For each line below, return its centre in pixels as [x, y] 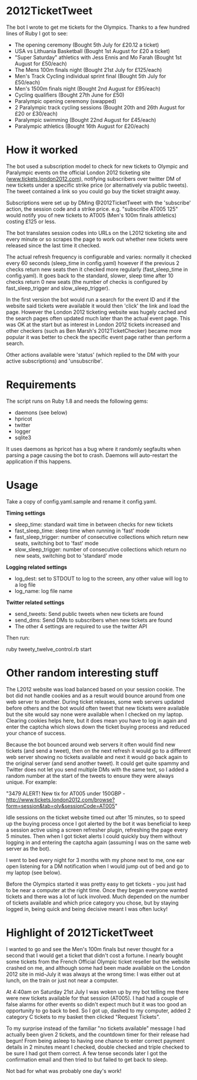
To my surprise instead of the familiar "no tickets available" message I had [96, 1028]
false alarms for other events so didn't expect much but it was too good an [96, 1004]
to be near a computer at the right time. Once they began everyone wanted [97, 890]
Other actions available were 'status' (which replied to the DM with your [93, 355]
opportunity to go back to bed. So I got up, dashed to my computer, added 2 [98, 1011]
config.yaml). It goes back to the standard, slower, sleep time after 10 [90, 276]
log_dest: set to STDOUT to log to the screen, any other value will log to [101, 578]
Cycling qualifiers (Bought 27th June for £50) [69, 95]
